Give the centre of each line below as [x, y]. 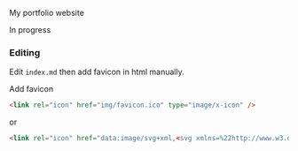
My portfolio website [47, 13]
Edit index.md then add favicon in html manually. [97, 72]
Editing [25, 52]
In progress [30, 30]
